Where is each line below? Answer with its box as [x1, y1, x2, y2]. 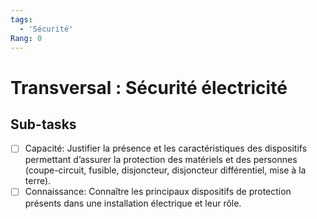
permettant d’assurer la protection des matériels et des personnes [24, 154, 298, 166]
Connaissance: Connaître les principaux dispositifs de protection [24, 186, 292, 198]
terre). [24, 175, 52, 187]
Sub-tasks [10, 116, 77, 133]
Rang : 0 [10, 33, 43, 43]
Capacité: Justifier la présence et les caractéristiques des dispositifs [24, 142, 308, 155]
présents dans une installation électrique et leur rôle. [24, 197, 242, 209]
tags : [10, 14, 33, 25]
